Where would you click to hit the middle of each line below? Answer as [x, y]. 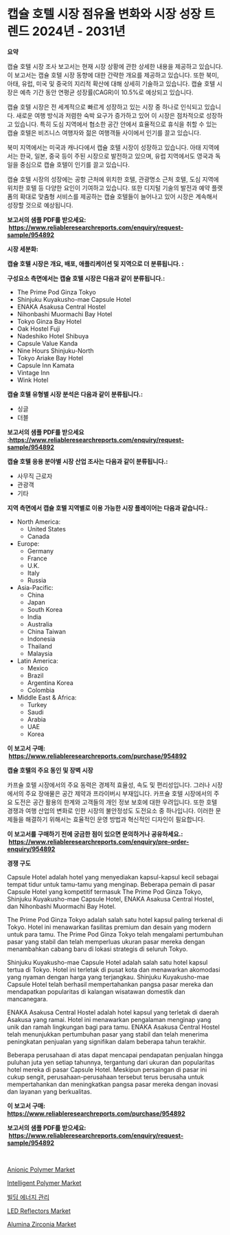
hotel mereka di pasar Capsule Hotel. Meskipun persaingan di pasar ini [107, 1070]
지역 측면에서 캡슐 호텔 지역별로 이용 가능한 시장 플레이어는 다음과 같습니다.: [107, 508]
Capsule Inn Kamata [45, 365]
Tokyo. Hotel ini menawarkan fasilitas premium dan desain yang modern [109, 927]
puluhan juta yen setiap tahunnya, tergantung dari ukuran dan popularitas [111, 1062]
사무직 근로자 [35, 476]
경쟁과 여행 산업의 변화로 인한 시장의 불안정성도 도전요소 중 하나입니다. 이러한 [111, 810]
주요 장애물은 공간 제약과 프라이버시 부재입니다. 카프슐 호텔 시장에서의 [119, 793]
